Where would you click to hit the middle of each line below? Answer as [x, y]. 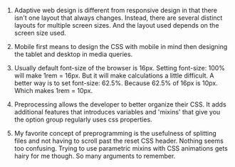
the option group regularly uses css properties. [83, 119]
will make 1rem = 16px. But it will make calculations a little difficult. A [114, 75]
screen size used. [40, 33]
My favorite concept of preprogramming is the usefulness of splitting [115, 133]
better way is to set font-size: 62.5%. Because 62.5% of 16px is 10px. [116, 83]
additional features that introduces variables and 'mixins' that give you [117, 112]
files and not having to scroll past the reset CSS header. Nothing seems [119, 141]
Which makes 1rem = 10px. [53, 91]
